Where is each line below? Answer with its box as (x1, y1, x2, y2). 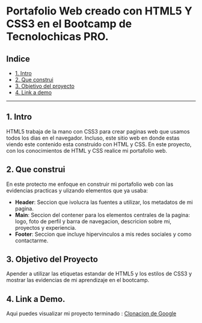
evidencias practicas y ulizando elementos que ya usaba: (6, 186, 148, 194)
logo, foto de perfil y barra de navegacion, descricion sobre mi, (14, 218, 172, 225)
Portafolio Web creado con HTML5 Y (6, 4, 192, 18)
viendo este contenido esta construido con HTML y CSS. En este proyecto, (6, 140, 192, 148)
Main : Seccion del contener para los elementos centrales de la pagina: (14, 211, 191, 218)
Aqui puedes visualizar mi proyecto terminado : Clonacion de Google (6, 310, 177, 317)
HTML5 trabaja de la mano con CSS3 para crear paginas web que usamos (6, 128, 191, 135)
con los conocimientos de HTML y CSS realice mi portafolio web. (6, 147, 167, 154)
